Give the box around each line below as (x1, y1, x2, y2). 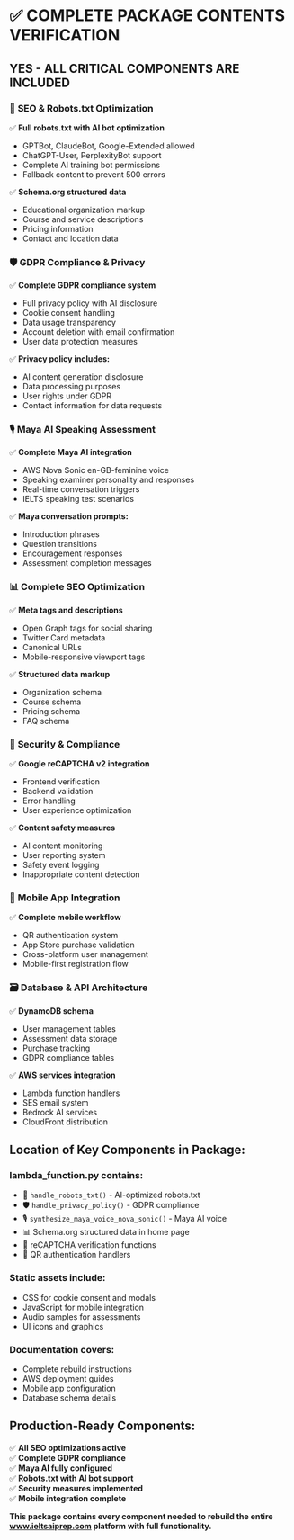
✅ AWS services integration (9, 1070, 116, 1080)
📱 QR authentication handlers (22, 1249, 131, 1260)
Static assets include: (9, 1272, 106, 1285)
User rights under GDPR (22, 390, 112, 401)
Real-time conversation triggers (22, 484, 140, 495)
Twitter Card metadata (22, 631, 106, 643)
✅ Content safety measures (9, 822, 116, 833)
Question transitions (22, 539, 97, 550)
